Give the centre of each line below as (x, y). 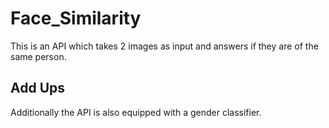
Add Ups (38, 88)
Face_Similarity (76, 18)
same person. (38, 56)
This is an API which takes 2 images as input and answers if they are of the (164, 46)
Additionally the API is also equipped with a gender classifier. (136, 112)
